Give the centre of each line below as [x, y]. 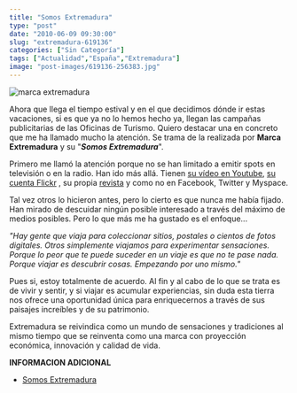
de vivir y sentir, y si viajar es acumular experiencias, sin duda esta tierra [142, 290]
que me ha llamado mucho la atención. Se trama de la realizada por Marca [145, 137]
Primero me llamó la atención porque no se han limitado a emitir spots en [142, 164]
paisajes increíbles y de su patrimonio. [79, 309]
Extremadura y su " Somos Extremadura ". [86, 146]
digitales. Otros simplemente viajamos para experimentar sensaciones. [140, 245]
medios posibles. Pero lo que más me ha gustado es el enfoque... [129, 219]
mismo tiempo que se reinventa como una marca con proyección [128, 335]
